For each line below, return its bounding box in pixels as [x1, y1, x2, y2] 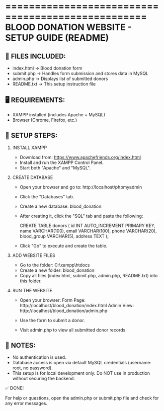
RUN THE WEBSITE [12, 287, 53, 293]
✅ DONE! [5, 385, 24, 391]
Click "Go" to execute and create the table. [19, 243, 108, 248]
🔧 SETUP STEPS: [5, 131, 58, 140]
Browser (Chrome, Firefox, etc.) [12, 117, 77, 123]
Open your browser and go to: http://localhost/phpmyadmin [19, 184, 142, 190]
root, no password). [12, 365, 53, 371]
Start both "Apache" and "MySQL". [19, 164, 91, 170]
